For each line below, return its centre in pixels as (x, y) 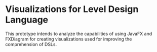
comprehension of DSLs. (31, 44)
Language (27, 20)
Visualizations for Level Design (72, 9)
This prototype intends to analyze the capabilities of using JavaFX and (79, 33)
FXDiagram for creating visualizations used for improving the (69, 39)
